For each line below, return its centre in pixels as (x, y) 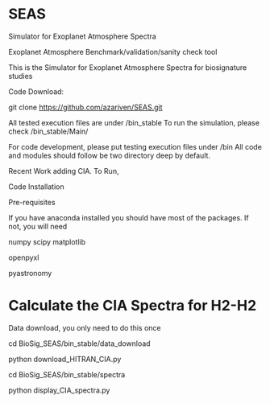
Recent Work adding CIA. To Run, (64, 171)
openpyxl (24, 257)
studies (21, 76)
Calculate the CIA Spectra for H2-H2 (133, 306)
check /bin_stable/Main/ (48, 131)
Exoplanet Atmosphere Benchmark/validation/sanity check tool (113, 51)
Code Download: (36, 91)
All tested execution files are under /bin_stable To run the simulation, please (134, 122)
